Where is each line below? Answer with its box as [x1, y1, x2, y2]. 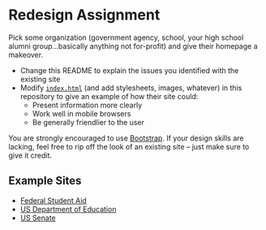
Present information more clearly [32, 100, 143, 110]
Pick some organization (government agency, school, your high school [8, 33, 244, 42]
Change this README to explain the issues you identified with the [19, 65, 239, 75]
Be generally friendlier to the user [32, 117, 144, 127]
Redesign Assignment [8, 6, 161, 24]
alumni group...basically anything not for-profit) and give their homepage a [8, 41, 258, 50]
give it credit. [8, 150, 53, 160]
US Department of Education [19, 204, 117, 214]
